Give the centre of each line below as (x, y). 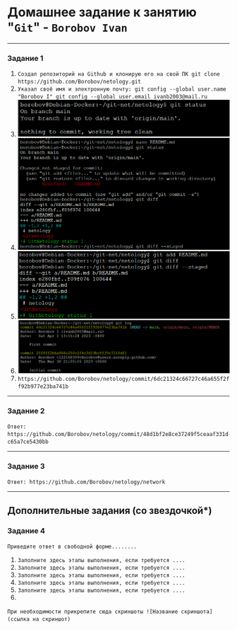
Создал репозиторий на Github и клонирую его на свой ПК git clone (119, 74)
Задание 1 (25, 58)
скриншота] (197, 612)
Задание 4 (26, 530)
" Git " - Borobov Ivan (68, 27)
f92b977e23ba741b (43, 386)
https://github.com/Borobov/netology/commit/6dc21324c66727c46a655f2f (123, 379)
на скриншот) (52, 619)
